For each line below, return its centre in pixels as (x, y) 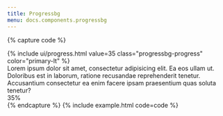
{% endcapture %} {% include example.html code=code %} (93, 105)
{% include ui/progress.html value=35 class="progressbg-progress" (105, 53)
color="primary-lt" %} (39, 60)
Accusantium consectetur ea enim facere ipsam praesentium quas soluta (112, 83)
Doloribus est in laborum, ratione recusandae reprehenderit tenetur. (104, 75)
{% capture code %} (36, 40)
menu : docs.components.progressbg (57, 20)
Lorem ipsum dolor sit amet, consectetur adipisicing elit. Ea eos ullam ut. (111, 68)
